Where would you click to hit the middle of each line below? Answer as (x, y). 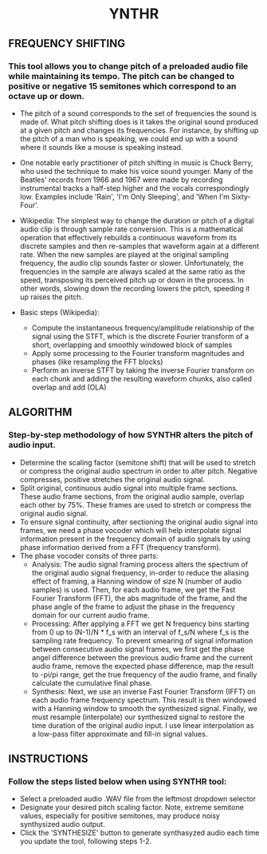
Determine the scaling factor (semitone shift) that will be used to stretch (138, 462)
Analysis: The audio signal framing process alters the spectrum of (140, 564)
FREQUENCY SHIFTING (67, 43)
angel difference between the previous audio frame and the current (142, 657)
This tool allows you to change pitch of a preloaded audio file (128, 66)
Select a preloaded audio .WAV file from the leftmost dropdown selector (138, 799)
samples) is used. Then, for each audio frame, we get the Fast (133, 589)
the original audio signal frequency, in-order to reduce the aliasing (140, 572)
